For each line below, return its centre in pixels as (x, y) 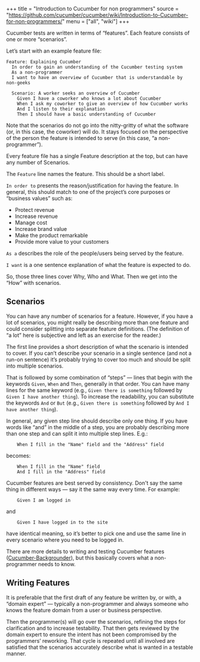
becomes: (19, 455)
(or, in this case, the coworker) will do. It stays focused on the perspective (97, 132)
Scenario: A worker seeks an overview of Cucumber (76, 93)
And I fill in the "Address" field (61, 472)
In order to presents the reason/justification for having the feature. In (93, 186)
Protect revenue (35, 210)
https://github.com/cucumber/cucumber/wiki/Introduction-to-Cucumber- (99, 15)
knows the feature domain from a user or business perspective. (84, 610)
